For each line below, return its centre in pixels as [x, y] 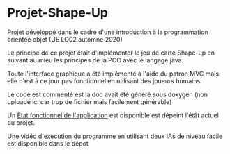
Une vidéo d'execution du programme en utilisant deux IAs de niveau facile [115, 136]
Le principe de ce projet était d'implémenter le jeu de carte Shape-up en [111, 53]
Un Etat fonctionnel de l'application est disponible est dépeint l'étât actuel [113, 115]
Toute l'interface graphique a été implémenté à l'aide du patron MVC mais [113, 74]
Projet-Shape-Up [58, 13]
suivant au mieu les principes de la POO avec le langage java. [95, 60]
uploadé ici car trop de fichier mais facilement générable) [90, 101]
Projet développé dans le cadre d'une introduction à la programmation [108, 32]
